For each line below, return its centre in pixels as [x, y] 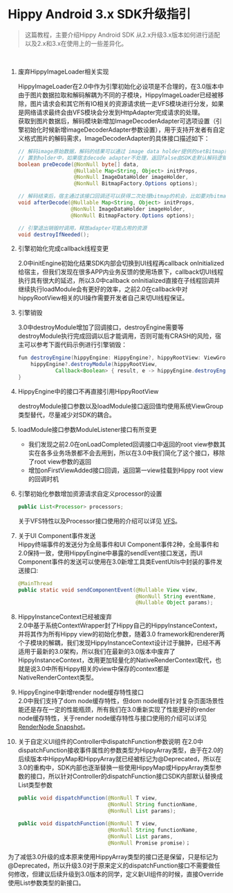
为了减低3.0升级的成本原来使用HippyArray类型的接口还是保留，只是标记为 [113, 857]
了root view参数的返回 [60, 461]
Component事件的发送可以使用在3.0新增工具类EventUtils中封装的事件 [117, 562]
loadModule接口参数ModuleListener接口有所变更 [87, 429]
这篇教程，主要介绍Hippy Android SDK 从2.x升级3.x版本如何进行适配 [122, 35]
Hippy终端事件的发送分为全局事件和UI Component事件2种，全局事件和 [119, 544]
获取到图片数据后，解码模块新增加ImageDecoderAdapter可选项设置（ [117, 121]
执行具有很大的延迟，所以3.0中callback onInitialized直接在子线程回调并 [119, 281]
